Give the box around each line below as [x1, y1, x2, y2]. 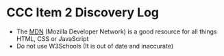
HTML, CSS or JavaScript [16, 34, 89, 42]
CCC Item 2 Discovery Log [6, 5, 159, 20]
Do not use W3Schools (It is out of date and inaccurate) [16, 42, 174, 50]
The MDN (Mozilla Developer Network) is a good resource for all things [16, 27, 217, 36]
